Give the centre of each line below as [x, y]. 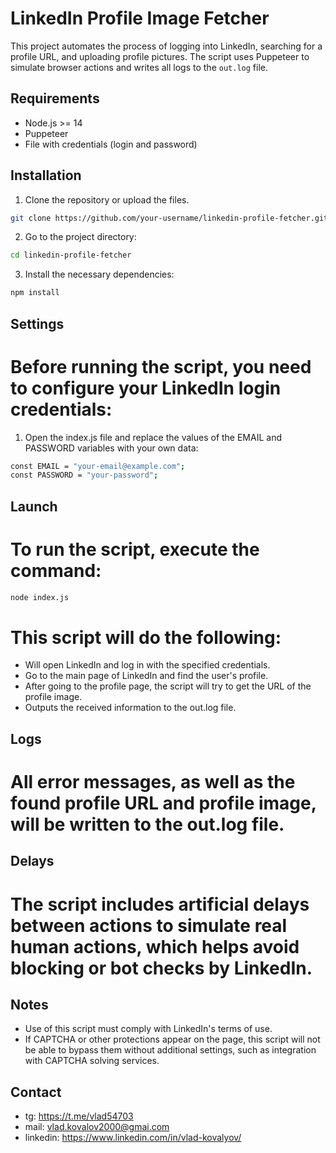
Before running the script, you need [161, 366]
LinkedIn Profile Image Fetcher [140, 18]
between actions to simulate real [149, 925]
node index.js [40, 597]
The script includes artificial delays [160, 904]
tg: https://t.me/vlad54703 [79, 1116]
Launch [34, 506]
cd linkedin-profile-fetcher [71, 255]
